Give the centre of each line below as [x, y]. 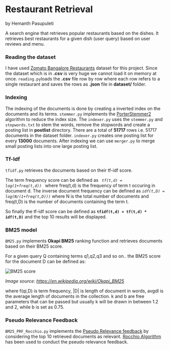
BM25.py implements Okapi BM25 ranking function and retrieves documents [84, 241]
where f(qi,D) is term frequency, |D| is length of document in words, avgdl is [84, 291]
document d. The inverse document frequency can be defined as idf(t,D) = [85, 190]
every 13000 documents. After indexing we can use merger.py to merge [80, 141]
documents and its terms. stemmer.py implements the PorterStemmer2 [78, 114]
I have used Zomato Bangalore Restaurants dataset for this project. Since [81, 68]
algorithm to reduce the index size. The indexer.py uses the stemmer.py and [84, 119]
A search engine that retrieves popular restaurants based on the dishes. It [82, 33]
